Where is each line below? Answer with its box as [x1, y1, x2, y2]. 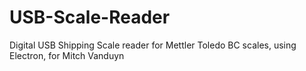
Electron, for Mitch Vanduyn [9, 49, 125, 61]
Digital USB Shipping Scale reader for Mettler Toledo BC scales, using [9, 39, 297, 51]
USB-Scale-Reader [9, 6, 171, 29]
